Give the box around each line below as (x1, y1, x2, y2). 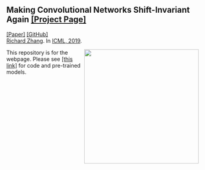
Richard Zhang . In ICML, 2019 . (6, 37, 82, 44)
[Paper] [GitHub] (6, 30, 48, 38)
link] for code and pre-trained (6, 62, 81, 69)
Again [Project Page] (6, 15, 87, 25)
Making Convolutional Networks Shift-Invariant (6, 5, 190, 15)
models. (6, 68, 27, 76)
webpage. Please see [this (6, 55, 73, 63)
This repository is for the (6, 49, 68, 56)
